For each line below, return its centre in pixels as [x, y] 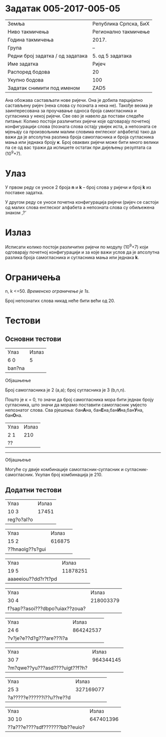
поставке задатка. [24, 192]
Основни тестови [33, 339]
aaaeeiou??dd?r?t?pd [32, 579]
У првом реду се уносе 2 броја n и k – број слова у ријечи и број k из [78, 187]
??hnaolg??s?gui [27, 549]
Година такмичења [31, 40]
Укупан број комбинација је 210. [69, 475]
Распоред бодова [29, 72]
